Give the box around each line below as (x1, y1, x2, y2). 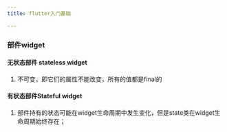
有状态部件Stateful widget (7, 92, 83, 100)
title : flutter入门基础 (7, 10, 71, 17)
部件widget (7, 40, 45, 49)
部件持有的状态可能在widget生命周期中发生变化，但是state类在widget (17, 108, 215, 117)
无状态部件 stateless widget (7, 58, 87, 67)
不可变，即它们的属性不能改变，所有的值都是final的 (17, 75, 162, 83)
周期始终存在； (23, 117, 66, 125)
